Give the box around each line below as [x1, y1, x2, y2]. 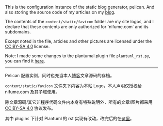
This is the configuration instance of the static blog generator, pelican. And [5, 4, 155, 10]
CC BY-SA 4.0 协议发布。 [5, 105, 56, 111]
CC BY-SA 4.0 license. [5, 44, 50, 49]
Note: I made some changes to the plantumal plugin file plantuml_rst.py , [5, 53, 150, 59]
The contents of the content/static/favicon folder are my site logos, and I [5, 19, 154, 24]
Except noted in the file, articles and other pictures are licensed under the [5, 38, 152, 44]
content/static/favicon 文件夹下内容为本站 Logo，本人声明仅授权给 [5, 83, 142, 89]
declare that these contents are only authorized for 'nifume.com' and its [5, 24, 149, 30]
